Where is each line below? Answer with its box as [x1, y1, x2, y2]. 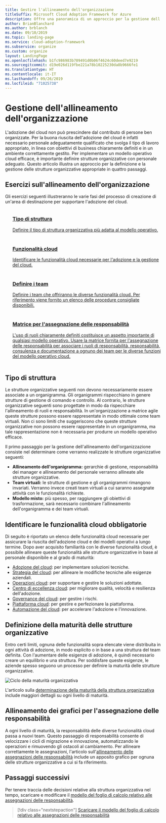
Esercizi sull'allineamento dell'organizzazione [5, 180, 150, 189]
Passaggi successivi [5, 773, 70, 782]
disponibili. [12, 302, 35, 308]
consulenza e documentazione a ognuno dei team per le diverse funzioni [12, 348, 161, 354]
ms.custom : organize [5, 49, 48, 54]
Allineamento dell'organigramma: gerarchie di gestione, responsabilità [12, 464, 158, 470]
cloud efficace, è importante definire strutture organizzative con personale [5, 156, 157, 162]
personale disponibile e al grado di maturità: [5, 554, 95, 560]
